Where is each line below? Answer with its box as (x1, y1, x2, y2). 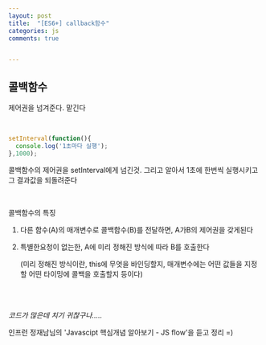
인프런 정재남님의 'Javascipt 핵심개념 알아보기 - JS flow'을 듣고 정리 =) (8, 327, 234, 337)
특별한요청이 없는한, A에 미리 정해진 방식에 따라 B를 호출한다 (19, 242, 211, 252)
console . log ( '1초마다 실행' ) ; (15, 142, 108, 150)
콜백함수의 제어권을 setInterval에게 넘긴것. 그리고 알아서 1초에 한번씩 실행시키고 (8, 165, 259, 175)
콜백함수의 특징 (8, 207, 56, 217)
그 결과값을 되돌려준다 (8, 175, 78, 185)
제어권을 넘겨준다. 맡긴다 (8, 103, 86, 113)
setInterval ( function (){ (8, 134, 92, 143)
